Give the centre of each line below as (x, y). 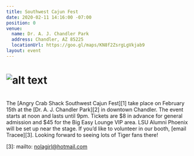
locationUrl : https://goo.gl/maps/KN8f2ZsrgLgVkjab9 (78, 45)
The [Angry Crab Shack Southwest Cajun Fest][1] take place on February (96, 103)
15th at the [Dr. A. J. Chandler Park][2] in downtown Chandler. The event (95, 109)
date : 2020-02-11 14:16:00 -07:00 (49, 17)
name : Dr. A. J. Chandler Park (50, 34)
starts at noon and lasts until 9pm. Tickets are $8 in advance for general (94, 116)
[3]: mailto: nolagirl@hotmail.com (47, 146)
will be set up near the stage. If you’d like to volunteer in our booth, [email (96, 129)
